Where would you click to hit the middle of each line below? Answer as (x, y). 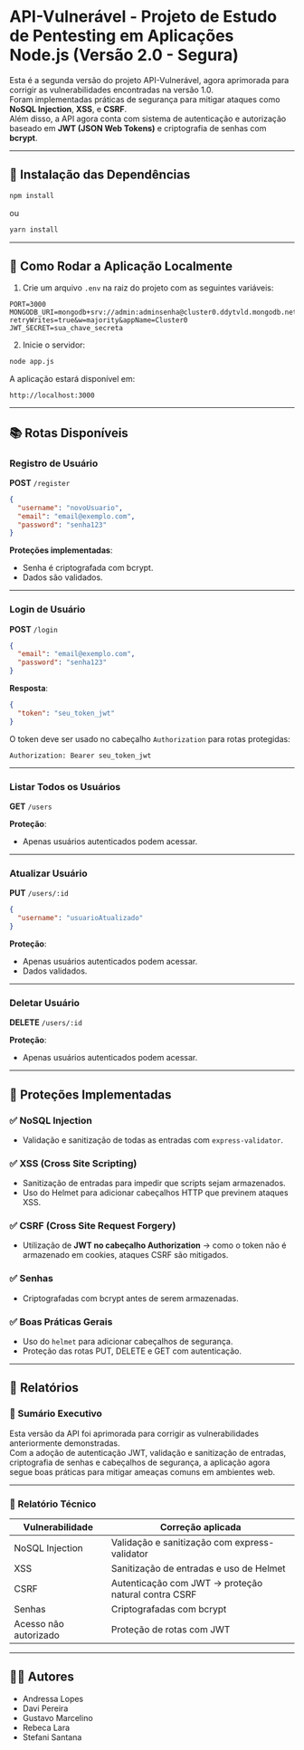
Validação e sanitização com (172, 1543)
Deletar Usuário (44, 1003)
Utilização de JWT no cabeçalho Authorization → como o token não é (154, 1245)
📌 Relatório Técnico (53, 1504)
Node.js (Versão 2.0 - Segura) (124, 55)
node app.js (32, 362)
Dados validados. (55, 971)
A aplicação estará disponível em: (72, 379)
